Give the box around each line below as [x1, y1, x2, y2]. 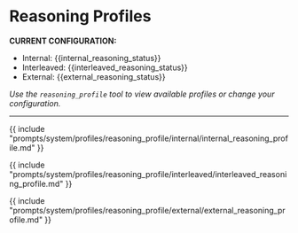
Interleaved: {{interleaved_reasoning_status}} [21, 62, 188, 73]
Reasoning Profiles [9, 6, 152, 27]
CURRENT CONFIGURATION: [9, 35, 117, 46]
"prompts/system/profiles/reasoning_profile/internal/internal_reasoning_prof [9, 133, 288, 144]
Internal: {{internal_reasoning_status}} [21, 52, 161, 63]
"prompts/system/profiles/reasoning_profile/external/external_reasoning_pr [9, 205, 286, 215]
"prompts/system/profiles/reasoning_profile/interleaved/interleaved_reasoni [9, 168, 287, 179]
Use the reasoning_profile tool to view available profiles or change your [9, 89, 275, 99]
